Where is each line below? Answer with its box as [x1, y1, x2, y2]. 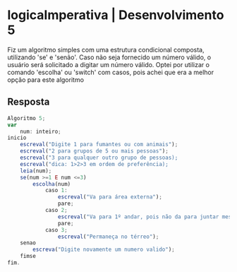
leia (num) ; [20, 167, 52, 175]
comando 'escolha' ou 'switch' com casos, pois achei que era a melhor [7, 68, 214, 76]
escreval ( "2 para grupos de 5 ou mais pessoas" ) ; [20, 148, 169, 155]
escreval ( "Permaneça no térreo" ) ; [57, 233, 159, 240]
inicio [7, 134, 27, 141]
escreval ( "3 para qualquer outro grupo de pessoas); [20, 154, 178, 161]
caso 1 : [44, 187, 68, 194]
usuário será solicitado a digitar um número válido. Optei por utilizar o [7, 60, 210, 69]
